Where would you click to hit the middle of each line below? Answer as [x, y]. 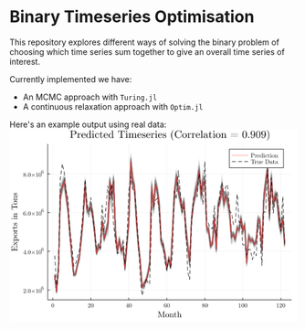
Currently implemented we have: [71, 79]
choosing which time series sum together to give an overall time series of [147, 51]
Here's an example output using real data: [88, 124]
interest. [25, 61]
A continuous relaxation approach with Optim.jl [113, 106]
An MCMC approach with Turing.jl [90, 97]
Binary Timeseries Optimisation [132, 17]
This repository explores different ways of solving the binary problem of [145, 42]
